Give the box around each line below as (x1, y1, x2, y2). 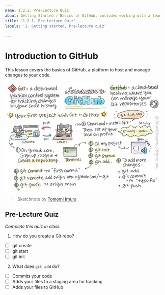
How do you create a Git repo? (12, 233, 75, 239)
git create (12, 242, 32, 248)
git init (12, 254, 25, 260)
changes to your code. (5, 72, 51, 78)
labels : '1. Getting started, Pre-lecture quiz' (5, 24, 107, 29)
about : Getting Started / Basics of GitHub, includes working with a (5, 13, 151, 18)
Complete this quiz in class (5, 223, 60, 229)
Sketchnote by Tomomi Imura (17, 196, 77, 202)
